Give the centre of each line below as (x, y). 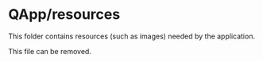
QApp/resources (64, 15)
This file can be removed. (50, 51)
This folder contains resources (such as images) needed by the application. (132, 36)
